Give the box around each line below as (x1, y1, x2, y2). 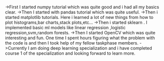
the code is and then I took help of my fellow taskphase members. (5, 40, 139, 46)
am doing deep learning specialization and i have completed (30, 46, 152, 51)
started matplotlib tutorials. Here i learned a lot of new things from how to (5, 15, 154, 20)
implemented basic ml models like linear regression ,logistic (5, 25, 126, 30)
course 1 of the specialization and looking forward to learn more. (5, 50, 136, 56)
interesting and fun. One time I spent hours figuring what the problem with (5, 35, 155, 41)
